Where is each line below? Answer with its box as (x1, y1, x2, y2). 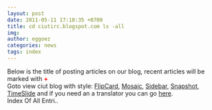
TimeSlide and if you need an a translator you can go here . (7, 89, 173, 97)
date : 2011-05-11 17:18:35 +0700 (7, 16, 103, 23)
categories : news (7, 42, 57, 49)
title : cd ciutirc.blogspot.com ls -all (7, 23, 125, 30)
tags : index (7, 49, 41, 56)
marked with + (7, 74, 48, 82)
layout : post (7, 10, 45, 17)
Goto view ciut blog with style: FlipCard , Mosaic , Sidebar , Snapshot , (7, 82, 200, 90)
